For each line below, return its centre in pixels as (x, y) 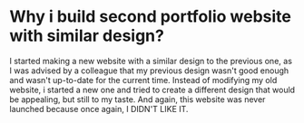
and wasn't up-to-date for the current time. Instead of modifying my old (143, 80)
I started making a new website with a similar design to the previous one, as (151, 61)
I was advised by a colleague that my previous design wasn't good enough (149, 71)
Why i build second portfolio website (151, 17)
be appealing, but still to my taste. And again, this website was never (137, 99)
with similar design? (87, 36)
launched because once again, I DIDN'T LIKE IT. (99, 109)
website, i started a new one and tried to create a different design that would (152, 90)
